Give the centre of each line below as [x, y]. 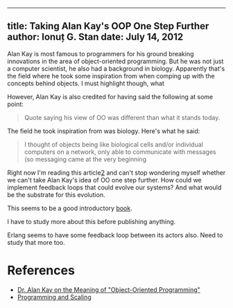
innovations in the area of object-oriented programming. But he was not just [115, 61]
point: [16, 104]
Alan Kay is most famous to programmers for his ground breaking [101, 53]
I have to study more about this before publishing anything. [92, 221]
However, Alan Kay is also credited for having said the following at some [110, 96]
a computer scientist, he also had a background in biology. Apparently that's [116, 68]
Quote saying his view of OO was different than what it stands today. [122, 117]
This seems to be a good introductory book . [70, 208]
